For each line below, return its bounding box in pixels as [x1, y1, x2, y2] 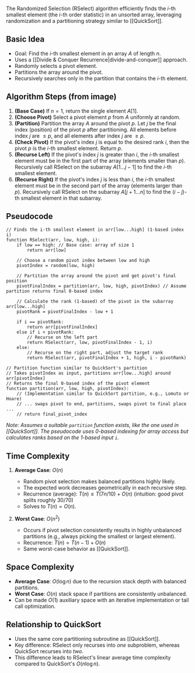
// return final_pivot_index [16, 411, 88, 418]
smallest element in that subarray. [20, 194, 102, 201]
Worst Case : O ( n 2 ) [14, 514, 60, 522]
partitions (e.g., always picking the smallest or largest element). [23, 532, 176, 539]
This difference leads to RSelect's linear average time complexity [14, 654, 171, 661]
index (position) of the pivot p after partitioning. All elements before [14, 126, 177, 133]
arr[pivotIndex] [6, 375, 46, 381]
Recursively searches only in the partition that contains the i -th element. [14, 74, 188, 81]
